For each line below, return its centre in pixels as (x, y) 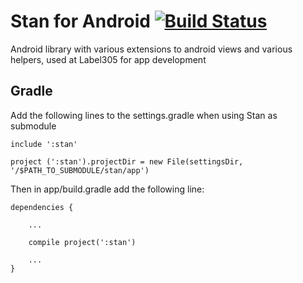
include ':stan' (44, 144)
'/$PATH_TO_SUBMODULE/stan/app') (80, 170)
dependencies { (42, 207)
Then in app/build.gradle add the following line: (107, 189)
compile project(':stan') (82, 242)
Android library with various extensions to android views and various (151, 49)
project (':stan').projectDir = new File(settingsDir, (127, 161)
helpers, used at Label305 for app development (108, 59)
